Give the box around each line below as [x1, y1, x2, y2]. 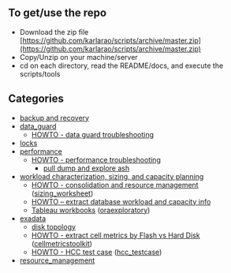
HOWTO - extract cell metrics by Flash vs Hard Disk [31, 230, 200, 240]
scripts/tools [19, 69, 61, 78]
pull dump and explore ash [43, 163, 130, 173]
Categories [8, 92, 65, 106]
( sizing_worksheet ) [31, 189, 94, 198]
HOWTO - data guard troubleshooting [31, 129, 154, 139]
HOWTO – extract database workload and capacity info [31, 196, 211, 206]
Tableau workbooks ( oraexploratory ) [31, 205, 151, 215]
